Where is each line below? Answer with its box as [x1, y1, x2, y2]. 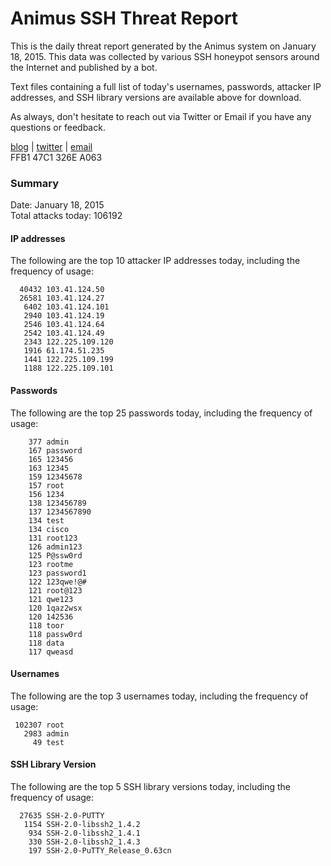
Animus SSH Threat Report [10, 7, 239, 30]
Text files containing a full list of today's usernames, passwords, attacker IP [10, 80, 322, 92]
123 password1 [28, 568, 87, 578]
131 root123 [28, 533, 78, 543]
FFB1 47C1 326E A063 [10, 151, 103, 163]
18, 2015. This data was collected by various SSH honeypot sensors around [10, 50, 320, 62]
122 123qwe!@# [28, 577, 87, 587]
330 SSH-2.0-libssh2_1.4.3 [28, 837, 141, 847]
